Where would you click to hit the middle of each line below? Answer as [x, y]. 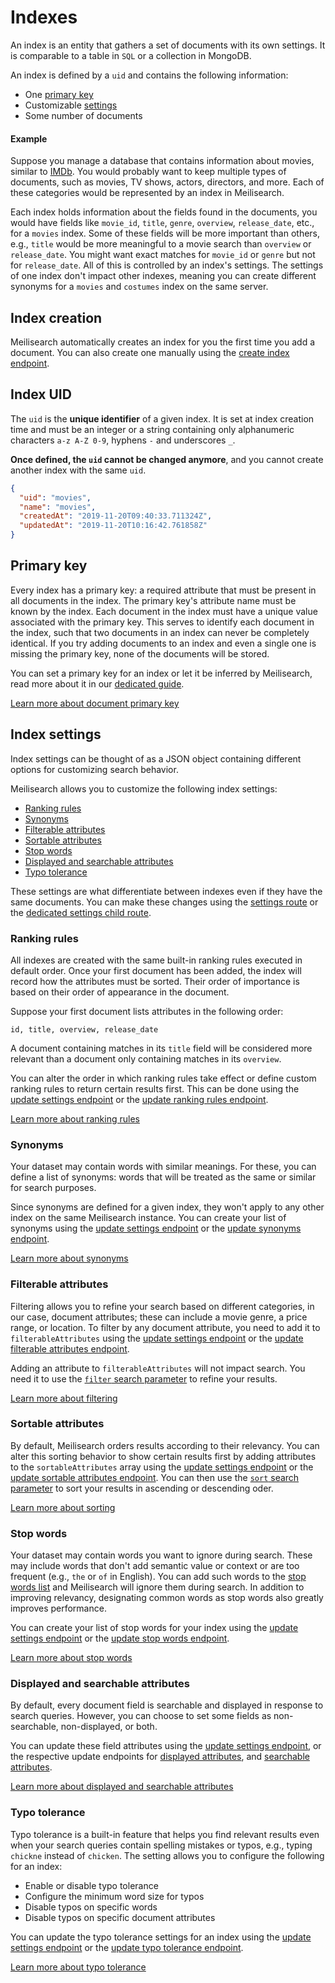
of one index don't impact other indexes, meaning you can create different [163, 276]
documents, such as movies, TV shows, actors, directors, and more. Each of [167, 182]
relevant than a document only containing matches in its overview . [146, 1058]
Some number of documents [83, 115]
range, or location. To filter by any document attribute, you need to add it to [165, 1327]
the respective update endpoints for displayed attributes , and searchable [160, 1757]
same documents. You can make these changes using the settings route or [164, 902]
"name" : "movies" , [58, 507]
